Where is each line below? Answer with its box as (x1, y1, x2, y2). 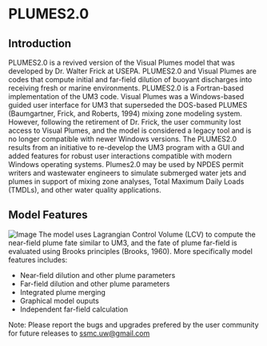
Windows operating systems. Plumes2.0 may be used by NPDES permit (8, 160, 244, 169)
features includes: (8, 255, 68, 264)
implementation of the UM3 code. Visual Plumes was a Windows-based (8, 92, 245, 101)
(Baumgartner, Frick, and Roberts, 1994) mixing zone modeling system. (8, 109, 242, 118)
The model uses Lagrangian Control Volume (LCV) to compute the (38, 229, 256, 239)
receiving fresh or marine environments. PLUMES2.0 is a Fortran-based (8, 83, 244, 93)
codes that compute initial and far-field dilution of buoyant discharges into (8, 75, 253, 84)
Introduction (8, 37, 72, 50)
